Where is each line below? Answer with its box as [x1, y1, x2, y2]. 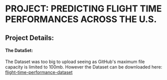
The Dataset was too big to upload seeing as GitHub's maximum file [5, 58, 145, 64]
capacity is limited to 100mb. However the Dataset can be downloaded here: [5, 63, 162, 70]
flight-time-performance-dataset [5, 69, 73, 75]
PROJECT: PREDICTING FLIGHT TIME [5, 3, 162, 14]
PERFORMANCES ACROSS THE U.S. [5, 13, 157, 25]
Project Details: [5, 33, 54, 42]
